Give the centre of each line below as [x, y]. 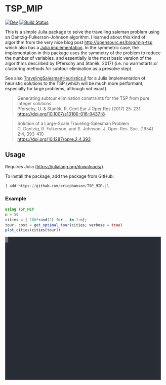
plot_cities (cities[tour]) [33, 230]
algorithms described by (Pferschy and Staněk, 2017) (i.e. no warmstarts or [82, 63]
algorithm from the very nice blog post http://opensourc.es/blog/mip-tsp [79, 42]
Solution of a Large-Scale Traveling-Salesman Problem [73, 123]
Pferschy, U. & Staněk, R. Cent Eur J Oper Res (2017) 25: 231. [79, 109]
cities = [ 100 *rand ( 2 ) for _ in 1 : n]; [46, 220]
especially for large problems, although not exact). [56, 88]
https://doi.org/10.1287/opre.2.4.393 [54, 139]
